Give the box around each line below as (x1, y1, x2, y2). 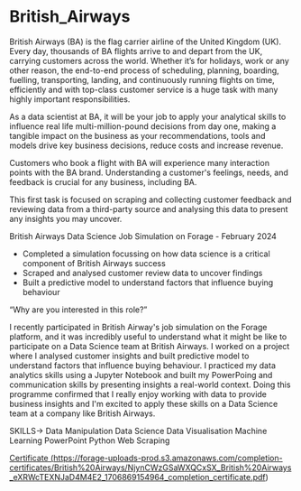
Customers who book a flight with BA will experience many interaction (9, 157, 270, 168)
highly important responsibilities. (9, 93, 131, 105)
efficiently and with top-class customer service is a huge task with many (9, 84, 278, 95)
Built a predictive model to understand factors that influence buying (22, 277, 274, 288)
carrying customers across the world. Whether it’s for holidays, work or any (9, 55, 290, 66)
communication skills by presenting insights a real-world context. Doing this (9, 379, 291, 390)
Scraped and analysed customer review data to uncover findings (22, 267, 263, 278)
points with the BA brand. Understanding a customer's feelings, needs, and (9, 167, 288, 178)
